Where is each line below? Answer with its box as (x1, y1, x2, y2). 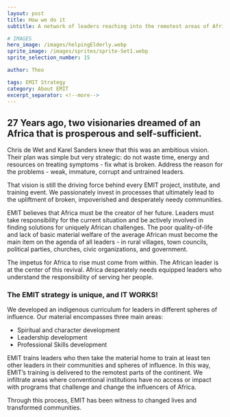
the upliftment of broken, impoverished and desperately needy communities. (7, 196, 223, 204)
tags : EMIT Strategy (7, 79, 66, 86)
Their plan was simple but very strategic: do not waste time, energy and (7, 153, 210, 162)
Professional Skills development (16, 340, 107, 349)
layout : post (7, 10, 44, 17)
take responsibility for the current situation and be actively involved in (7, 216, 204, 225)
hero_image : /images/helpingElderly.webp (7, 42, 127, 49)
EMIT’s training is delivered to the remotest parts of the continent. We (7, 368, 203, 377)
